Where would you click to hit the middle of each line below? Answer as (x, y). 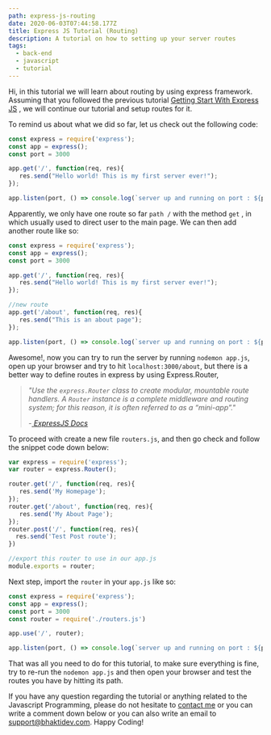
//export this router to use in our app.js (83, 559)
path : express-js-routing (52, 16)
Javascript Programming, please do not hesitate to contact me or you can (131, 705)
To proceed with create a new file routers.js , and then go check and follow (134, 439)
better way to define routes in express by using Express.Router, (114, 374)
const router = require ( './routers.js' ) (77, 619)
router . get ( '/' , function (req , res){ (72, 484)
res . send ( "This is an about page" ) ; (81, 320)
